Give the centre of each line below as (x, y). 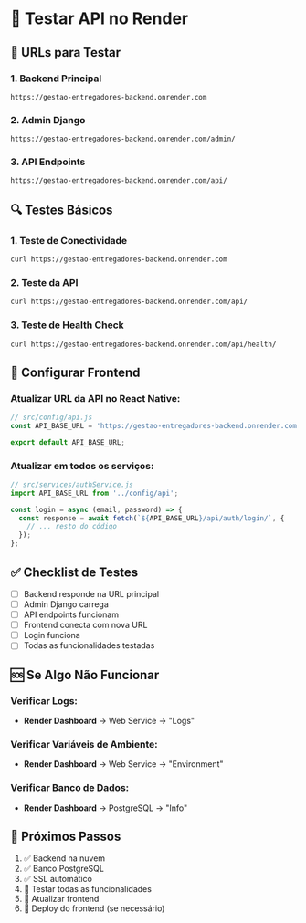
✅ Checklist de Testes (74, 572)
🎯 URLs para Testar (66, 52)
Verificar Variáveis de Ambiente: (84, 744)
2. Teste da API (44, 282)
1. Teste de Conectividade (69, 240)
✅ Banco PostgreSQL (63, 869)
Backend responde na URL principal (91, 593)
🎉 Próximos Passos (66, 836)
